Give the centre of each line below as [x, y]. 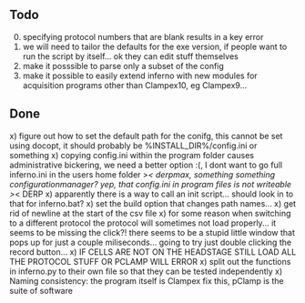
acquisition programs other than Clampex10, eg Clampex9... [135, 85]
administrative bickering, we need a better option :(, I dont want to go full [146, 165]
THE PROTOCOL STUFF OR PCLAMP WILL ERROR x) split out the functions [150, 261]
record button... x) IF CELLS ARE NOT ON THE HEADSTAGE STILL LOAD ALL [153, 252]
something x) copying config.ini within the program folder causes [132, 155]
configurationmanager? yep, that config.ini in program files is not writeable [151, 184]
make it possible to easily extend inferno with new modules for [140, 76]
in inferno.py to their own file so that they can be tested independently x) [146, 271]
